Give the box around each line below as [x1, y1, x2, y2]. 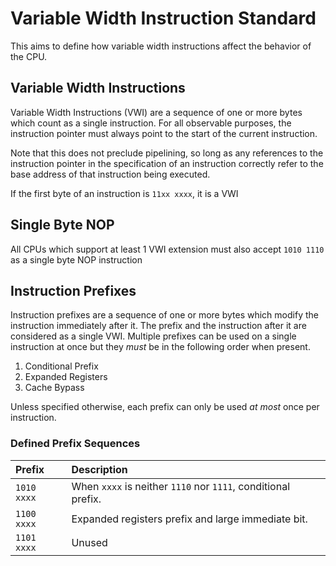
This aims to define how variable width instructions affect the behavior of [10, 40, 312, 52]
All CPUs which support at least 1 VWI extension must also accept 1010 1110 [10, 243, 325, 255]
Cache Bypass [24, 382, 85, 394]
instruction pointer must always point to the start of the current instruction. [10, 127, 318, 139]
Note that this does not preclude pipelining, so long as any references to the [10, 147, 324, 159]
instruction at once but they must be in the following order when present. [10, 341, 311, 353]
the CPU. [10, 50, 48, 62]
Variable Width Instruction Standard [10, 7, 317, 30]
